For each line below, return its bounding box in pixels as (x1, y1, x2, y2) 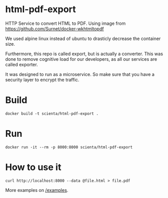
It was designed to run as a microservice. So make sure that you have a (5, 71, 155, 77)
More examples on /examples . (5, 187, 69, 193)
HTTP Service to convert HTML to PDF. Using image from (5, 20, 126, 26)
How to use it (5, 162, 62, 173)
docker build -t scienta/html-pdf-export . (5, 111, 99, 116)
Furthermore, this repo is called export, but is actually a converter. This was (5, 51, 163, 57)
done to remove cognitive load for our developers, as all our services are (5, 56, 157, 62)
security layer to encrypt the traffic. (5, 76, 80, 83)
